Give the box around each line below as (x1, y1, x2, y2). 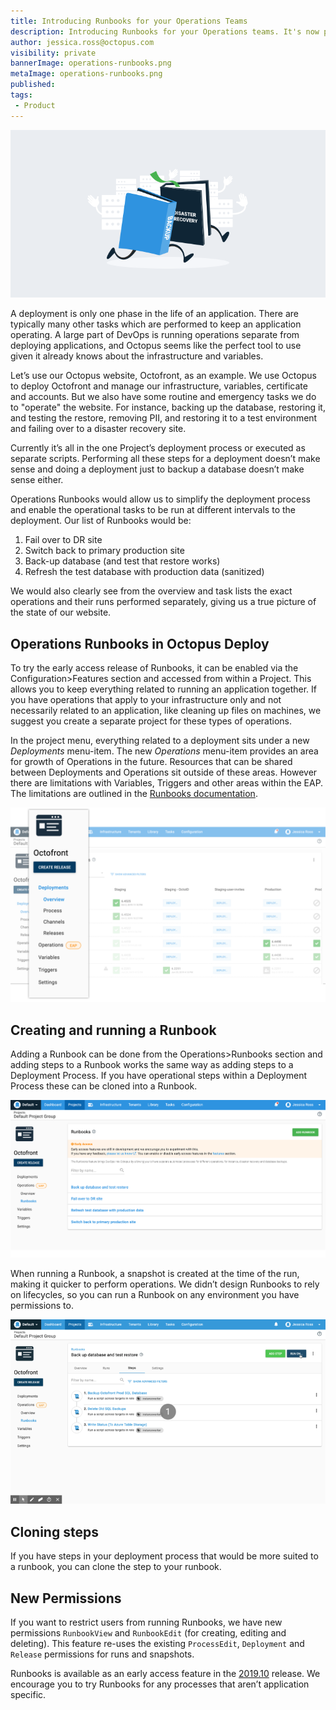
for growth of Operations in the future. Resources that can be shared (10, 756, 293, 768)
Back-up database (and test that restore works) (24, 555, 221, 567)
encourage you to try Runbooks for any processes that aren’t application (10, 1678, 310, 1690)
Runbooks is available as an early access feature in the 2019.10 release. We (10, 1667, 321, 1679)
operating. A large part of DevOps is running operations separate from (10, 329, 300, 341)
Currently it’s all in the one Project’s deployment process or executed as (10, 442, 306, 454)
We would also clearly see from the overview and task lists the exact (10, 585, 293, 597)
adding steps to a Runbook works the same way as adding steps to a (10, 1059, 294, 1071)
